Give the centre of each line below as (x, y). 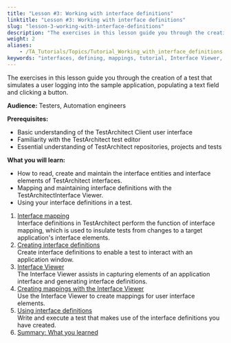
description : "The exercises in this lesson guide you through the (106, 33)
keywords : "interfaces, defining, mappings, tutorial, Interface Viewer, (115, 58)
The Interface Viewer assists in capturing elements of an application (113, 274)
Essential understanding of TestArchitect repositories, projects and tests (119, 146)
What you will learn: (36, 160)
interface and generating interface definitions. (82, 281)
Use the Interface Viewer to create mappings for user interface (106, 296)
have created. (36, 325)
